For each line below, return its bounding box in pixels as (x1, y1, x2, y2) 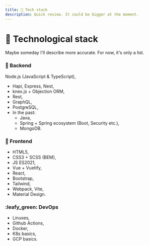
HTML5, (12, 149, 29, 155)
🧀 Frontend (5, 138, 32, 145)
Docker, (12, 226, 29, 232)
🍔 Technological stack (5, 33, 98, 45)
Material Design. (12, 191, 46, 197)
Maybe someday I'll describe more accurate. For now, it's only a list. (5, 50, 145, 56)
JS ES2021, (12, 160, 36, 165)
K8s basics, (12, 231, 36, 237)
